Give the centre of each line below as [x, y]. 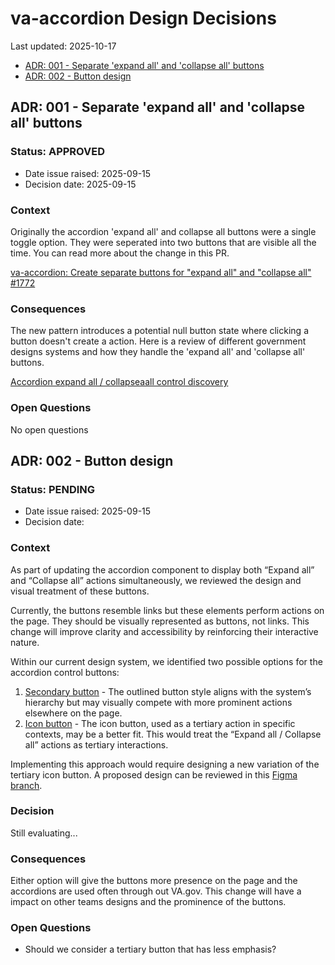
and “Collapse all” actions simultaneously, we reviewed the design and [156, 580]
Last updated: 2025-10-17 [63, 46]
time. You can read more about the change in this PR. [120, 253]
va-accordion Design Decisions [143, 18]
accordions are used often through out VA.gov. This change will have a [156, 891]
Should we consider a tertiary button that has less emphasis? [150, 949]
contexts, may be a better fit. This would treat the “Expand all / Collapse [173, 734]
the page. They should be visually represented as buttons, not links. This [160, 621]
